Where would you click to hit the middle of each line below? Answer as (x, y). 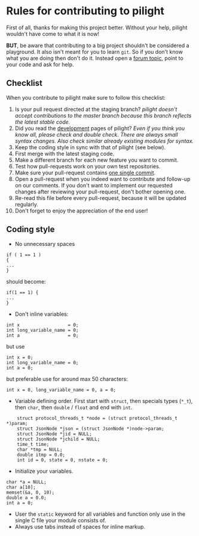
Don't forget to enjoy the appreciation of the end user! (81, 211)
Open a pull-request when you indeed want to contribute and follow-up (102, 179)
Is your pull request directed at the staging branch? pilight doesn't (96, 109)
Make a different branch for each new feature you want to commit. (97, 160)
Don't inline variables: (42, 314)
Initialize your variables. (44, 471)
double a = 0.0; (26, 498)
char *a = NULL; (26, 482)
